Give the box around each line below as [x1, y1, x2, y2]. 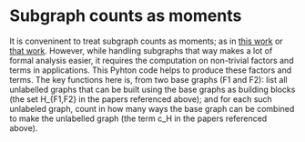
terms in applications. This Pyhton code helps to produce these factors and [9, 65, 292, 76]
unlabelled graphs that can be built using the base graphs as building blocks [9, 84, 296, 95]
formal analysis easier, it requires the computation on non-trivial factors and [9, 55, 294, 66]
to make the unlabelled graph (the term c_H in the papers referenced [9, 113, 268, 124]
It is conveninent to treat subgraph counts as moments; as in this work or [9, 35, 284, 46]
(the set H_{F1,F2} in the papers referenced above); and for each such [9, 93, 273, 105]
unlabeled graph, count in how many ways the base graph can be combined [9, 103, 295, 114]
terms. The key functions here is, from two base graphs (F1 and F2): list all [9, 74, 289, 85]
